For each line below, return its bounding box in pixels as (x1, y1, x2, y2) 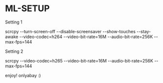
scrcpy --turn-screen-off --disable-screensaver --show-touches (5, 28, 136, 34)
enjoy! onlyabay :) (5, 72, 41, 78)
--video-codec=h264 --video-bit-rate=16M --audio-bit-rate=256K (19, 34, 153, 40)
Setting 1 (5, 19, 23, 25)
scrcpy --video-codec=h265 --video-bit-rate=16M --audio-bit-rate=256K (5, 58, 154, 63)
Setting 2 (5, 48, 23, 54)
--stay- (136, 28, 151, 34)
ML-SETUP (5, 3, 50, 14)
